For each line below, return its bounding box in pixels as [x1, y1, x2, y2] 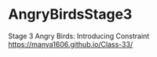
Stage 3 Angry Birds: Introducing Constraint [8, 31, 150, 41]
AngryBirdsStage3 [8, 5, 133, 23]
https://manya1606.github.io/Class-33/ [8, 39, 133, 48]
